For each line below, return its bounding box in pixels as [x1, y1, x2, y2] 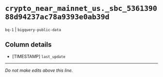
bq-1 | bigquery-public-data [5, 26, 62, 32]
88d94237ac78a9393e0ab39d [5, 13, 110, 22]
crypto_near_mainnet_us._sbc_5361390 [5, 4, 158, 13]
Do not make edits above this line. [5, 67, 73, 73]
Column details [5, 41, 52, 49]
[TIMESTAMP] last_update [12, 53, 65, 59]
